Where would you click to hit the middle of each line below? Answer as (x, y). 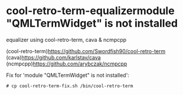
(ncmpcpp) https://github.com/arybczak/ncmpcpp (67, 64)
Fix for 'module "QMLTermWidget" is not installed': (68, 75)
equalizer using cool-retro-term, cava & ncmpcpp (66, 40)
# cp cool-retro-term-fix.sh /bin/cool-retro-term (70, 86)
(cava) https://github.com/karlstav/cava (54, 57)
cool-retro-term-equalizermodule (91, 11)
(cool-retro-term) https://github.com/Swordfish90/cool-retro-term (86, 51)
